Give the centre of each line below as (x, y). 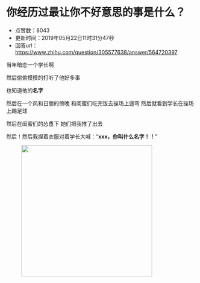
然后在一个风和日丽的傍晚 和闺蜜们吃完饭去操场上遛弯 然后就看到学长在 (95, 103)
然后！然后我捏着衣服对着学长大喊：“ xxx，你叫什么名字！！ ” (82, 136)
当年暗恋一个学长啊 (30, 65)
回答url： (26, 45)
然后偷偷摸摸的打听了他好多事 (43, 77)
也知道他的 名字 (25, 90)
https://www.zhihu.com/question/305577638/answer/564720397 (96, 52)
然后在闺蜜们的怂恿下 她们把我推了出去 (55, 123)
